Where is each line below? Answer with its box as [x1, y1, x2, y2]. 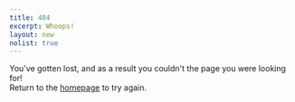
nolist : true [9, 38, 59, 48]
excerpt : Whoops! [9, 22, 75, 31]
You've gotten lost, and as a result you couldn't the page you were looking [9, 63, 287, 74]
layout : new [9, 30, 54, 39]
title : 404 [9, 13, 51, 23]
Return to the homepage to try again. [9, 82, 147, 93]
